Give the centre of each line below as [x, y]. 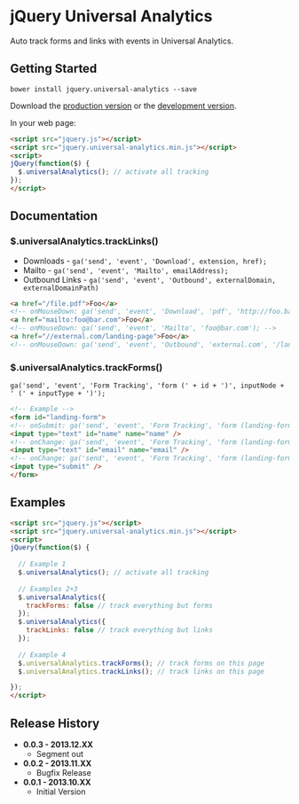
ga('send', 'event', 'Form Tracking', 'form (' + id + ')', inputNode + [147, 386]
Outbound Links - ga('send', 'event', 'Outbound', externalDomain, [149, 279]
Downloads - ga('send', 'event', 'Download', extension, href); [145, 261]
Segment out [59, 753]
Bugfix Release [63, 772]
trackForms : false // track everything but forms [120, 605]
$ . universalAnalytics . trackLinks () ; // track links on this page [142, 671]
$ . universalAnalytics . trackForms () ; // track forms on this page [142, 663]
